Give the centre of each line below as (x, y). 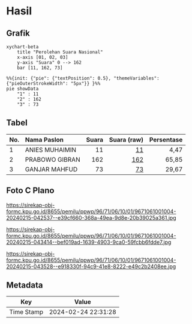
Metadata (25, 285)
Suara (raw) (126, 140)
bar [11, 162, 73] (40, 68)
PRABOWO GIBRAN (52, 159)
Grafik (18, 33)
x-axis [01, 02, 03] (43, 57)
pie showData (22, 89)
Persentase (166, 140)
